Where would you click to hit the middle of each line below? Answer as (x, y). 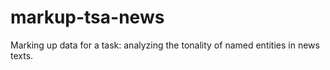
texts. (22, 55)
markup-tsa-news (87, 17)
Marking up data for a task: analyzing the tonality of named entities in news (165, 45)
